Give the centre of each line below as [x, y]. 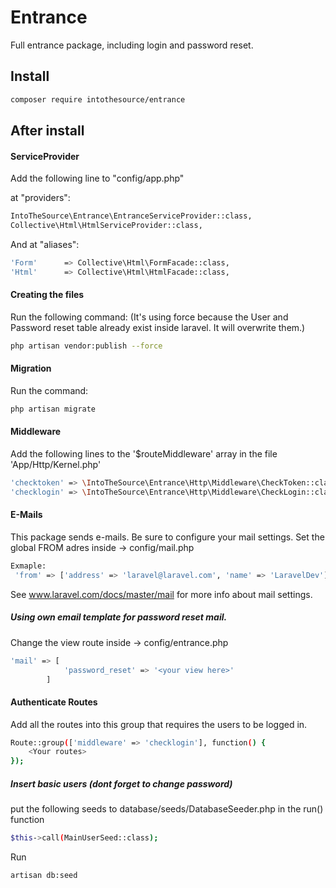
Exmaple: [28, 566]
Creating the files [47, 295]
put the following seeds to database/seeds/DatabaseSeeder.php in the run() [167, 809]
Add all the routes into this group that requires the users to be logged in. [159, 724]
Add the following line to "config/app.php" [97, 178]
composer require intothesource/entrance [98, 99]
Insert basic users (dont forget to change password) [121, 783]
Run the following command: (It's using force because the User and [149, 317]
